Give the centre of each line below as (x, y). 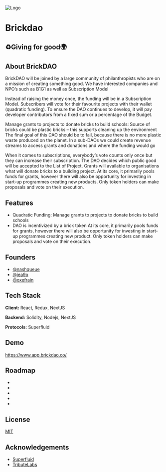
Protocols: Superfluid (27, 327)
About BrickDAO (31, 66)
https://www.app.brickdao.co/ (36, 354)
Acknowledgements (37, 447)
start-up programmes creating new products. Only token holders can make (82, 182)
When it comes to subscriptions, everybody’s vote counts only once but (79, 155)
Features (19, 203)
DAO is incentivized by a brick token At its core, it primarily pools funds (85, 225)
